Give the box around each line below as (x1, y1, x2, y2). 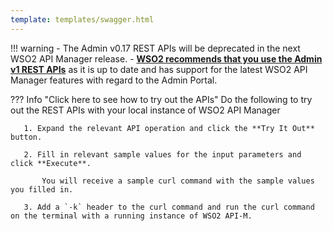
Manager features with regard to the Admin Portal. (10, 74, 218, 86)
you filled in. (10, 184, 74, 195)
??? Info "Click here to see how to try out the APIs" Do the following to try (10, 93, 313, 105)
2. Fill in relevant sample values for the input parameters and (23, 149, 302, 160)
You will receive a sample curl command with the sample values (41, 176, 315, 186)
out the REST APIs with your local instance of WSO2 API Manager (10, 104, 281, 116)
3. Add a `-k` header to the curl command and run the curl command (23, 202, 315, 212)
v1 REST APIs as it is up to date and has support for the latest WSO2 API (10, 63, 308, 75)
